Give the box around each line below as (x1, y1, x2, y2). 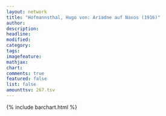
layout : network (6, 8, 47, 15)
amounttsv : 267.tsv (6, 87, 56, 93)
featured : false (6, 76, 47, 82)
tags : (6, 48, 20, 54)
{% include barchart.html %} (6, 103, 77, 111)
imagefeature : (6, 53, 42, 60)
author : (6, 20, 26, 26)
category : (6, 43, 31, 49)
